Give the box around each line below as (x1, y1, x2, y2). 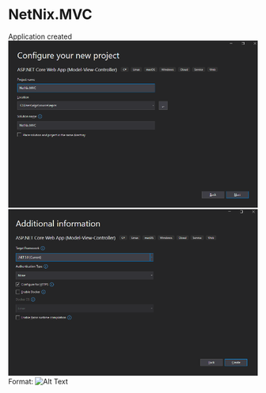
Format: (8, 377, 34, 387)
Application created (8, 32, 73, 41)
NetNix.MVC (8, 6, 93, 24)
